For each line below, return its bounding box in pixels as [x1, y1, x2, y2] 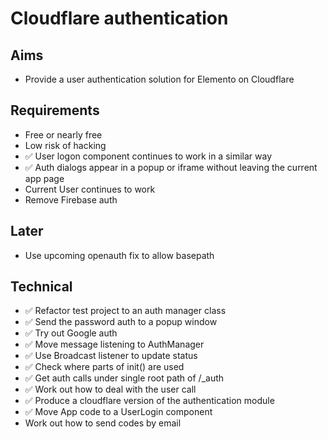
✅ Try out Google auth [24, 327, 118, 339]
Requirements [10, 102, 100, 119]
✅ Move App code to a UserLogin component [24, 406, 213, 418]
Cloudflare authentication [10, 7, 229, 30]
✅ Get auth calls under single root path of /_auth [24, 372, 225, 384]
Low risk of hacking [24, 139, 107, 151]
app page [24, 172, 65, 184]
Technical [10, 278, 73, 296]
